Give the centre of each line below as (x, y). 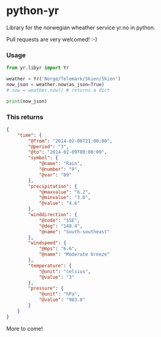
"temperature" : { (50, 266)
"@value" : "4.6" (59, 203)
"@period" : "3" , (49, 147)
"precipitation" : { (53, 186)
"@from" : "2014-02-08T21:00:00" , (70, 141)
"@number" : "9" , (59, 169)
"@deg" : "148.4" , (61, 226)
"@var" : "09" (55, 175)
